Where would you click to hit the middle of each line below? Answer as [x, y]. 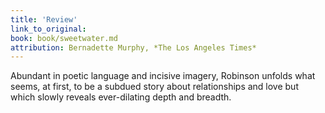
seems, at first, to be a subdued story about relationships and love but [154, 87]
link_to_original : [48, 29]
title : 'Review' [44, 19]
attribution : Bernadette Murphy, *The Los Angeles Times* [133, 47]
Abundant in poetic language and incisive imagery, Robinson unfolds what [163, 76]
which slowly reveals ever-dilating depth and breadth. [121, 97]
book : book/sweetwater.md [64, 38]
